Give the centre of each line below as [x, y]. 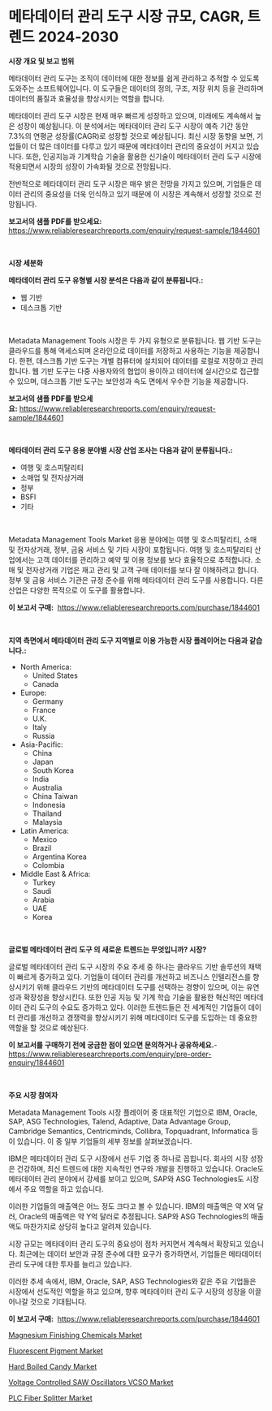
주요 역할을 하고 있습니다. [63, 1189]
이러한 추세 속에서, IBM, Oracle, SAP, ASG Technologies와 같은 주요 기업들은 [132, 1281]
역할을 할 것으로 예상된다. [49, 1027]
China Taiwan [55, 796]
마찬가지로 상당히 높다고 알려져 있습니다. [87, 1226]
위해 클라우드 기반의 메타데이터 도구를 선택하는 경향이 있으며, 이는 [140, 986]
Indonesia [49, 805]
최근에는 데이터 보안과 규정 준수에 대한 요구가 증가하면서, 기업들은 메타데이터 [140, 1254]
